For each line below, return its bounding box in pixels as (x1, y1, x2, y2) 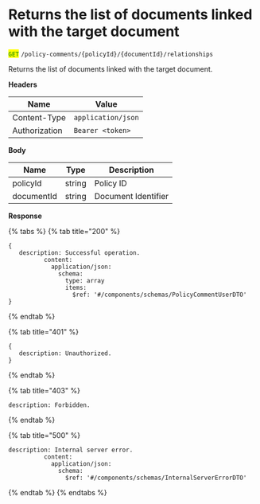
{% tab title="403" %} (8, 385, 81, 395)
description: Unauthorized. (18, 349, 112, 357)
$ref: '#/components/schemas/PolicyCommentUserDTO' (72, 291, 247, 299)
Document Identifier (94, 190, 169, 201)
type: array (64, 276, 105, 284)
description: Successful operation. (18, 248, 141, 256)
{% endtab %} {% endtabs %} (8, 487, 107, 497)
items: (64, 283, 87, 291)
